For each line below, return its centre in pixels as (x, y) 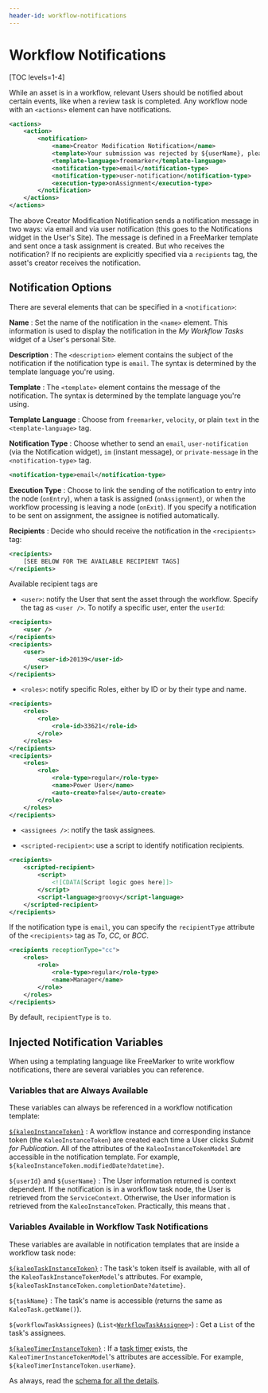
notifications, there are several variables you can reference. (107, 1070)
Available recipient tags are (54, 584)
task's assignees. (37, 1333)
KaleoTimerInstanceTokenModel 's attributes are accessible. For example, (126, 1356)
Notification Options (60, 288)
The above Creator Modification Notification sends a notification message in (134, 220)
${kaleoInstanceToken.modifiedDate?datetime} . (87, 1165)
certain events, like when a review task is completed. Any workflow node (128, 101)
